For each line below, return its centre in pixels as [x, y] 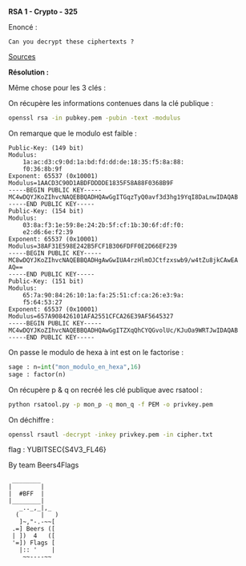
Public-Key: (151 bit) [46, 281]
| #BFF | [26, 494]
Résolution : [29, 72]
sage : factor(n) [37, 374]
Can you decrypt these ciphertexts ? [71, 42]
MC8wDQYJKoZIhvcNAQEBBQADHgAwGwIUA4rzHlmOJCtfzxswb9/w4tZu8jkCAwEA [123, 260]
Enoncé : [23, 27]
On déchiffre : [31, 419]
